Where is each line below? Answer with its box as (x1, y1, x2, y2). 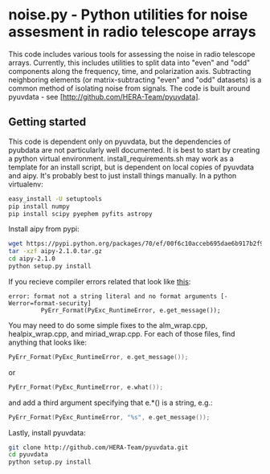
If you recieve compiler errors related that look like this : (8, 276, 191, 286)
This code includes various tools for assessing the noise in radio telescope (8, 49, 256, 59)
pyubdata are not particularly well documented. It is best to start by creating (8, 145, 260, 154)
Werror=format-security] (8, 299, 92, 307)
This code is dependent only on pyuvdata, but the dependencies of (8, 137, 231, 146)
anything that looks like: (8, 337, 87, 347)
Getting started (8, 115, 87, 129)
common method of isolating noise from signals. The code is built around (8, 83, 251, 93)
